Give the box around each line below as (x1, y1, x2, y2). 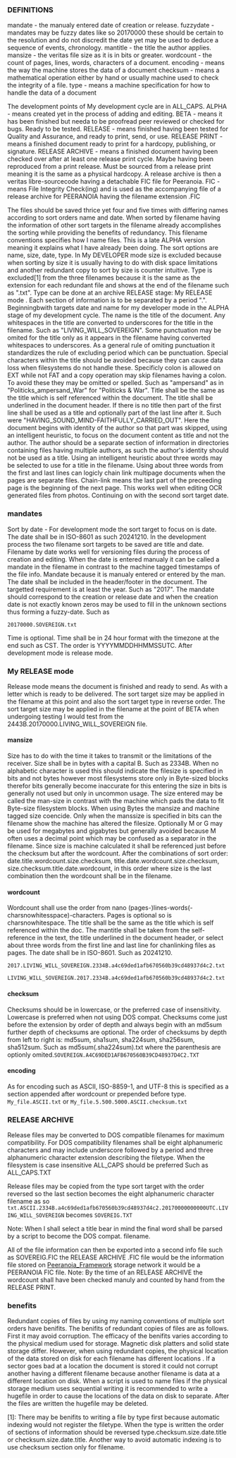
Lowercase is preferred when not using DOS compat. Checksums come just (7, 1012, 228, 1021)
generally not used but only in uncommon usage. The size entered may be (7, 789, 223, 798)
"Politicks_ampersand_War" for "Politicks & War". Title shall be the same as (7, 386, 225, 395)
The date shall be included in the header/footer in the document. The (7, 577, 208, 586)
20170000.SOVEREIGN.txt (7, 621, 77, 628)
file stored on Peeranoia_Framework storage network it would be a (7, 1261, 201, 1269)
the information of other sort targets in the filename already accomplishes (7, 221, 222, 230)
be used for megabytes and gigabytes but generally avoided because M (7, 826, 216, 835)
